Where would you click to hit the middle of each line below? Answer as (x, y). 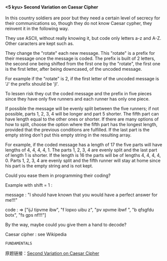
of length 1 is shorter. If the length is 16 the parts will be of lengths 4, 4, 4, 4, (83, 155)
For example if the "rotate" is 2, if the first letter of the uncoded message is (82, 79)
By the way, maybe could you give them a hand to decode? (66, 225)
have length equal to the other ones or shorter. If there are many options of (82, 119)
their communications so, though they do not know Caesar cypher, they (79, 23)
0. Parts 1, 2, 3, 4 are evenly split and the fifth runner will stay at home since (83, 161)
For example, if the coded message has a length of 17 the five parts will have (84, 145)
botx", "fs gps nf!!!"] (26, 215)
